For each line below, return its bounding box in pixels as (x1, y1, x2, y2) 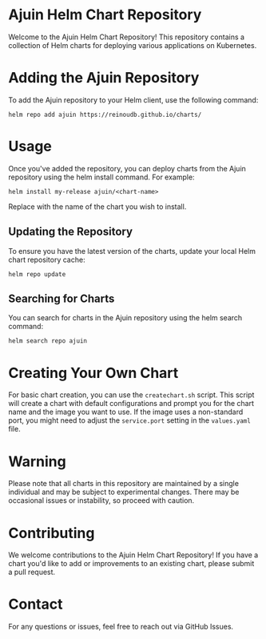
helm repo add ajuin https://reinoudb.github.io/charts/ (8, 111, 202, 119)
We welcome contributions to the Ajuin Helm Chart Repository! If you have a (8, 550, 259, 560)
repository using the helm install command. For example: (8, 172, 195, 182)
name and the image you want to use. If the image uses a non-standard (8, 407, 244, 417)
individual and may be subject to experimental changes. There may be (8, 487, 240, 497)
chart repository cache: (8, 255, 85, 264)
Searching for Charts (8, 292, 115, 306)
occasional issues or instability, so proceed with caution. (8, 496, 195, 505)
